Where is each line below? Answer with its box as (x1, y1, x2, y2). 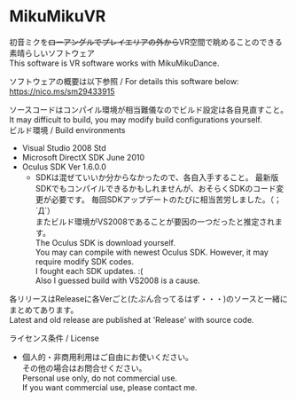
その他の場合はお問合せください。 (21, 362, 147, 373)
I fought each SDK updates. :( (35, 265, 144, 276)
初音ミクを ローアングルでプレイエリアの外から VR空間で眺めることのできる (9, 36, 283, 47)
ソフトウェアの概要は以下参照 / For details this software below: (9, 75, 239, 86)
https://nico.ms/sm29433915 (9, 86, 115, 97)
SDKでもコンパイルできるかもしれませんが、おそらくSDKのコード (35, 183, 277, 193)
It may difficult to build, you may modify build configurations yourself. (9, 114, 263, 125)
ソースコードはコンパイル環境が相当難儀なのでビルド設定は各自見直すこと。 (9, 104, 289, 114)
